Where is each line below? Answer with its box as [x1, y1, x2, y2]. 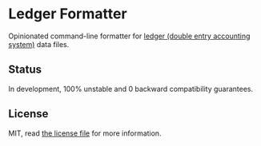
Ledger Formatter [8, 5, 127, 23]
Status [8, 63, 42, 77]
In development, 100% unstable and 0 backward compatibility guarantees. [8, 84, 254, 93]
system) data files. [8, 39, 70, 49]
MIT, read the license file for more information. [8, 128, 162, 138]
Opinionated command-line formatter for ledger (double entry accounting [8, 31, 251, 41]
